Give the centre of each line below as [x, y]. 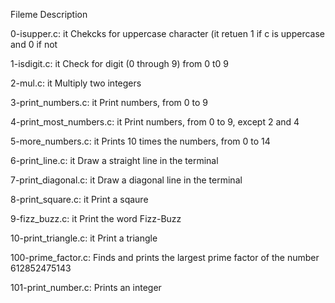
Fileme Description [49, 14]
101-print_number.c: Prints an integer [86, 287]
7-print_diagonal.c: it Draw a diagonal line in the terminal [126, 180]
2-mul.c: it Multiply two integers [76, 83]
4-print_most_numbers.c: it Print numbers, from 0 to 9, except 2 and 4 [155, 122]
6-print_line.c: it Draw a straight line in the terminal [114, 160]
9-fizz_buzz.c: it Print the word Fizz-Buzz [96, 218]
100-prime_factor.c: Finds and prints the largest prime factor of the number [165, 257]
